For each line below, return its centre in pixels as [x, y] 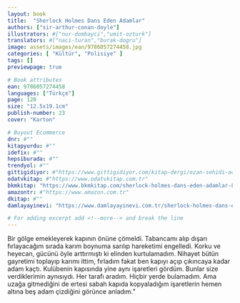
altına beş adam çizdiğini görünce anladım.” [71, 292]
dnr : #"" [20, 139]
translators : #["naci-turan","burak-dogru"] [75, 41]
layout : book [27, 14]
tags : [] [20, 61]
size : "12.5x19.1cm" [38, 107]
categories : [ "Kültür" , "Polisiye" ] [65, 54]
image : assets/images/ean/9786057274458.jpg [75, 47]
